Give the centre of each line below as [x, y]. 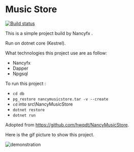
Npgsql [20, 73]
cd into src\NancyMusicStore [43, 104]
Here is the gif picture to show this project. [50, 134]
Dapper [21, 68]
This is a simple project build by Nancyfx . [49, 33]
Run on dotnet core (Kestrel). [36, 43]
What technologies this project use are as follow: [56, 53]
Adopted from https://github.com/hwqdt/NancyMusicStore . [67, 125]
